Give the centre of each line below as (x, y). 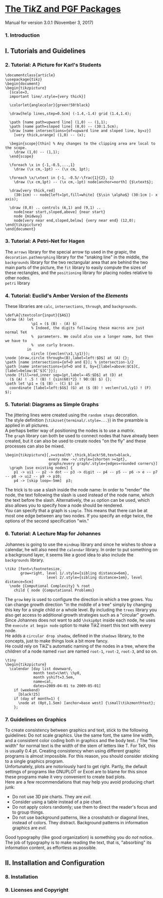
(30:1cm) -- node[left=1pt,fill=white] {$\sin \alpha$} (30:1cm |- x (86, 195)
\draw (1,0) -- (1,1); (37, 152)
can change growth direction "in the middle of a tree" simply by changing (79, 604)
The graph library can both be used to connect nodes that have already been (82, 436)
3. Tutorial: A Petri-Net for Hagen (45, 241)
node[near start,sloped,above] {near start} (60, 212)
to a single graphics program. (35, 761)
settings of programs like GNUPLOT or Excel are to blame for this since (76, 772)
